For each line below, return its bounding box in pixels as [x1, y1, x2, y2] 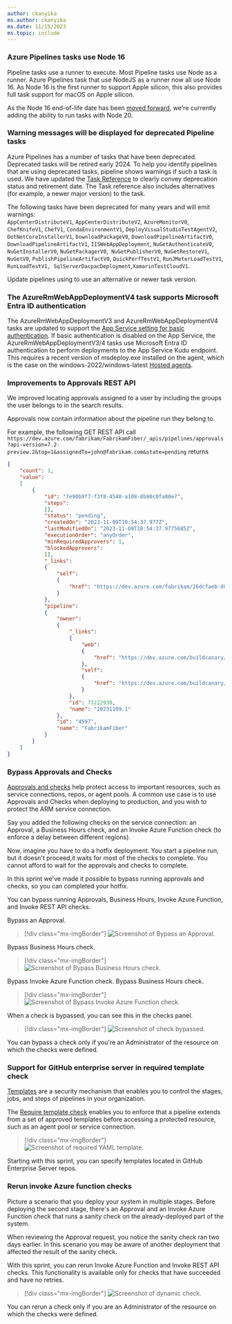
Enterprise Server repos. [7, 1164, 77, 1172]
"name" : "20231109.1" [68, 706, 131, 713]
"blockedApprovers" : [43, 544, 104, 551]
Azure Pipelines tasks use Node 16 [7, 53, 126, 62]
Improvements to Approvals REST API [7, 378, 136, 388]
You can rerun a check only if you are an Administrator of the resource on [7, 1303, 217, 1311]
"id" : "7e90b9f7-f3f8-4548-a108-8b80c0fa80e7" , [43, 493, 184, 500]
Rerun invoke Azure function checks [7, 1181, 133, 1191]
